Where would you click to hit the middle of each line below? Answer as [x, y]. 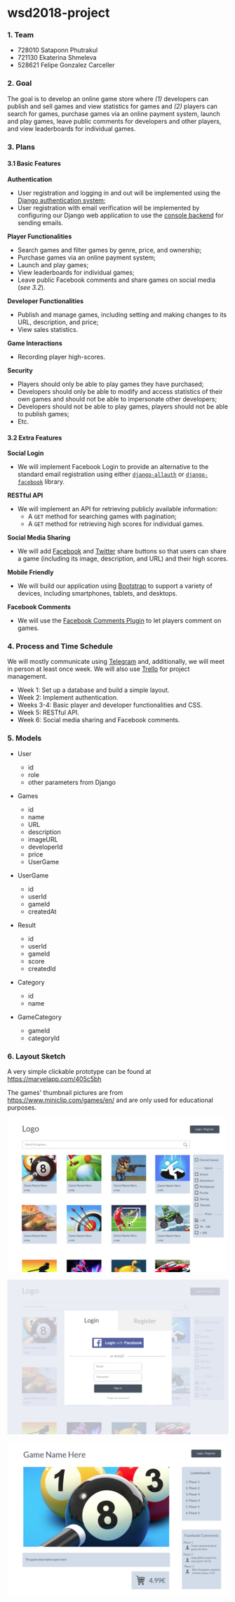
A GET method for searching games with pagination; [102, 517]
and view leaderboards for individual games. [72, 129]
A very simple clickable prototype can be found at [79, 1071]
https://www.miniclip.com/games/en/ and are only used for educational [110, 1100]
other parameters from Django [72, 782]
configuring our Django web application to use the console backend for [120, 215]
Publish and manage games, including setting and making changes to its [122, 314]
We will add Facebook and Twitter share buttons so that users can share [122, 551]
